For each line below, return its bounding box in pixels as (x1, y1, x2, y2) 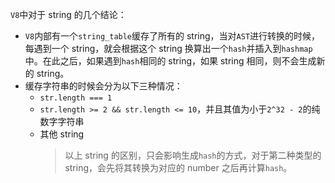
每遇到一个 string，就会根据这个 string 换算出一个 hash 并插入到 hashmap (24, 43, 313, 54)
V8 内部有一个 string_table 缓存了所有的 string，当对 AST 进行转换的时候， (24, 30, 321, 42)
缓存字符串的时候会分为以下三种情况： (24, 80, 183, 92)
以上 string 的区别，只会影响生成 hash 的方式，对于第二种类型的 (64, 149, 322, 161)
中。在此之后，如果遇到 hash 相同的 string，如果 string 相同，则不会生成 (24, 55, 317, 67)
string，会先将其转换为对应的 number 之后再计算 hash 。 (64, 162, 293, 173)
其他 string (39, 128, 85, 140)
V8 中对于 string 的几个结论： (10, 9, 127, 20)
